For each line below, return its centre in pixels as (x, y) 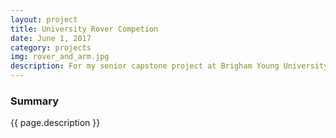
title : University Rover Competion (84, 29)
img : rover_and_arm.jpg (60, 57)
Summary (35, 101)
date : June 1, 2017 (51, 38)
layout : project (44, 19)
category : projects (51, 47)
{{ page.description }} (55, 123)
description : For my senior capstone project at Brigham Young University (169, 66)
